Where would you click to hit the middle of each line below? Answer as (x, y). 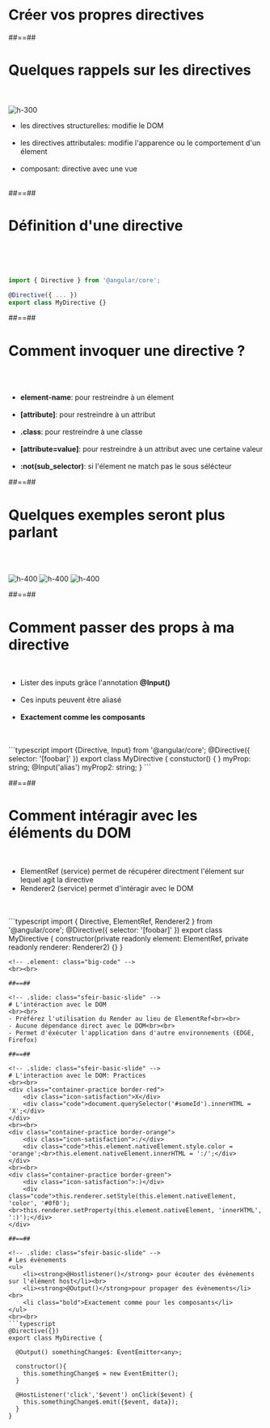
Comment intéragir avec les (103, 816)
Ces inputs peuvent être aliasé (71, 700)
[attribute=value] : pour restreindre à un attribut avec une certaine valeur (141, 449)
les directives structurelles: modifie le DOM (92, 125)
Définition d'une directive (96, 226)
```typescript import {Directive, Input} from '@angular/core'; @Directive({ (129, 750)
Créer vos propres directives (106, 15)
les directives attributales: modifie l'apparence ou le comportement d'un (140, 143)
